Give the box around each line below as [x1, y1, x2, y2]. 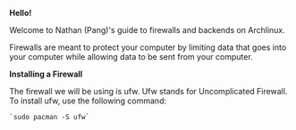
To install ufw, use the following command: [9, 95, 167, 106]
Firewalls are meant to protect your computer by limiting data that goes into [9, 42, 287, 53]
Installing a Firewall [9, 69, 83, 79]
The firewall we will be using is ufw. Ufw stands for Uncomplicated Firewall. [9, 86, 288, 96]
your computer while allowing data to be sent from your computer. [9, 52, 253, 61]
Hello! [9, 8, 32, 18]
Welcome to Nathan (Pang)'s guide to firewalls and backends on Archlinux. [9, 25, 286, 35]
